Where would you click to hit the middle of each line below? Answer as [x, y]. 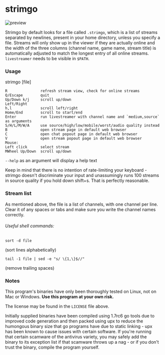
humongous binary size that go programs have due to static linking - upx [79, 326]
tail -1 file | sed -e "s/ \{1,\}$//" [45, 259]
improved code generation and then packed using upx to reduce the [74, 321]
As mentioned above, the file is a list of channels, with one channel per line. [82, 204]
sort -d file [18, 241]
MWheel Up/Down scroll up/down [38, 151]
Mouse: [12, 143]
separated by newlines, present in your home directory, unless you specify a [83, 37]
